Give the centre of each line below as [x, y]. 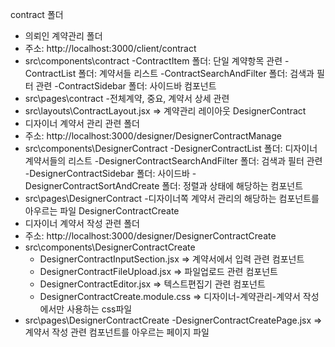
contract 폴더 [37, 14]
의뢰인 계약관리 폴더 [63, 36]
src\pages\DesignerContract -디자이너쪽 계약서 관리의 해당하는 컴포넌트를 [172, 198]
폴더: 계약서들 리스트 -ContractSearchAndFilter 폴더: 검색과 [196, 73]
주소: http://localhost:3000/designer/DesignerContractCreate [150, 236]
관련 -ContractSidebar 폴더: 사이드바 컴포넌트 [126, 86]
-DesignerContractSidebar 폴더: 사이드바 [107, 173]
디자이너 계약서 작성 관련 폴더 [82, 223]
